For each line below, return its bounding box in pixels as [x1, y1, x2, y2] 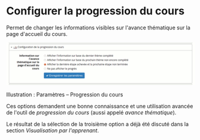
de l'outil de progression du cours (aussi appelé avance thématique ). [6, 109, 177, 116]
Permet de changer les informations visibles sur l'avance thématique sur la [6, 24, 190, 31]
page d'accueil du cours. [6, 30, 68, 37]
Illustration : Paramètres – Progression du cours [6, 91, 123, 98]
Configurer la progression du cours [6, 4, 184, 18]
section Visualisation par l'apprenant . [6, 127, 99, 134]
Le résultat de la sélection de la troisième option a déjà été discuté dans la [6, 121, 189, 128]
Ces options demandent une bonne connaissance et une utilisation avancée [6, 103, 193, 110]
